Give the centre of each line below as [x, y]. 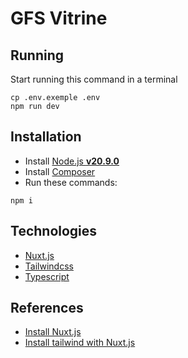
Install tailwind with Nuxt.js [80, 343]
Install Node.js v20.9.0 [72, 161]
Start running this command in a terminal [94, 79]
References [47, 308]
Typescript [47, 276]
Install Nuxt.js [53, 332]
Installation [46, 137]
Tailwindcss [49, 266]
